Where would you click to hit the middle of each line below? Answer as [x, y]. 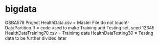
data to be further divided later [36, 38]
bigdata [21, 9]
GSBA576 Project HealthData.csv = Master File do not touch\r [67, 22]
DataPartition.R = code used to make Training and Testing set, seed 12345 [80, 27]
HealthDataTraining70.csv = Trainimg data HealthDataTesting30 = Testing [79, 33]
